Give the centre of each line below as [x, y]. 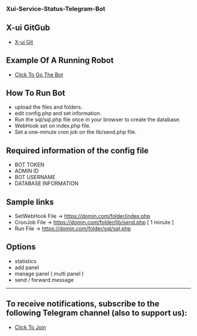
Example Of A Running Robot [60, 61]
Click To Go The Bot [39, 75]
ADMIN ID [27, 171]
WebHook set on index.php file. [52, 126]
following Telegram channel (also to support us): [97, 313]
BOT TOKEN [29, 165]
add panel [27, 267]
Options [21, 247]
